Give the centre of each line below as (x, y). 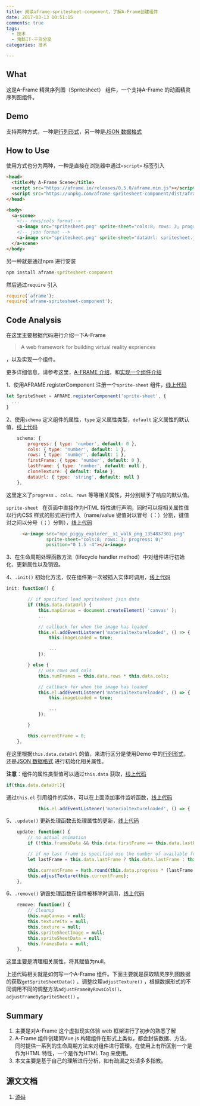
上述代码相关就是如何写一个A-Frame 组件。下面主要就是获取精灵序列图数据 (98, 974)
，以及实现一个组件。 (32, 360)
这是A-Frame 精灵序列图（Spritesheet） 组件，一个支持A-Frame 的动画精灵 (99, 90)
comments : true (25, 23)
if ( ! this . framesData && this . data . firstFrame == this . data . (105, 843)
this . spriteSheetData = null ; (65, 938)
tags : (13, 28)
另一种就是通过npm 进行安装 (41, 261)
